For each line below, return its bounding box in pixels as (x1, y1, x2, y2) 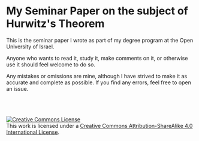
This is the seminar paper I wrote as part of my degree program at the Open (6, 36, 194, 44)
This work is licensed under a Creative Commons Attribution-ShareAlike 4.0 (6, 122, 193, 129)
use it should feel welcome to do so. (6, 61, 96, 68)
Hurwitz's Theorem (6, 17, 105, 30)
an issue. (6, 85, 29, 92)
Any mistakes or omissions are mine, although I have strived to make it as (6, 72, 188, 79)
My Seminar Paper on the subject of (6, 4, 189, 18)
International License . (6, 128, 60, 136)
